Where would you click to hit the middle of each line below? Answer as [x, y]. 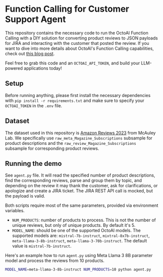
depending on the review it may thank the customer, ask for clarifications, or [81, 186]
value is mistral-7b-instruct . [42, 246]
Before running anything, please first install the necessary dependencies [78, 95]
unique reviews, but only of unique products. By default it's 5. [74, 225]
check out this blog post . [30, 53]
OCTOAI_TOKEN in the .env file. [34, 105]
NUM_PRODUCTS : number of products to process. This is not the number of [84, 220]
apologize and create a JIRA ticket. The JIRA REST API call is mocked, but [79, 191]
